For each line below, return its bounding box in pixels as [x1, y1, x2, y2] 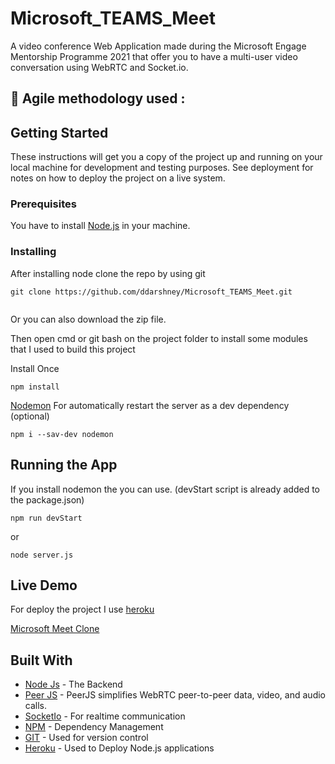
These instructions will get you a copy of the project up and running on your [10, 151, 323, 163]
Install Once [10, 362, 60, 374]
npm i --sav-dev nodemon [10, 429, 114, 439]
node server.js [10, 550, 74, 560]
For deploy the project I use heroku [10, 603, 155, 616]
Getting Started [10, 124, 109, 141]
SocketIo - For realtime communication [24, 710, 186, 722]
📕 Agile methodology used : [10, 90, 186, 107]
